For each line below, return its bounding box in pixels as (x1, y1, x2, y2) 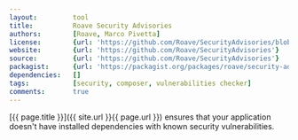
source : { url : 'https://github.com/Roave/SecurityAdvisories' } (9, 54, 279, 63)
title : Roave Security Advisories (9, 21, 173, 30)
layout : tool (9, 12, 90, 22)
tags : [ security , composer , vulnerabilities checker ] (9, 79, 252, 88)
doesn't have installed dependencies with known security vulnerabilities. (9, 121, 275, 131)
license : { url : (9, 37, 93, 47)
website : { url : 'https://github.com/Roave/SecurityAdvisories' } (9, 46, 279, 55)
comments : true (9, 87, 90, 96)
